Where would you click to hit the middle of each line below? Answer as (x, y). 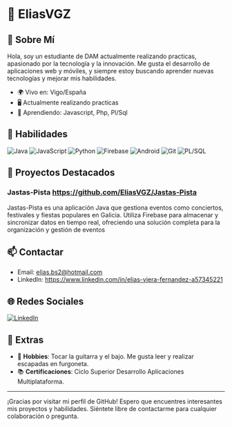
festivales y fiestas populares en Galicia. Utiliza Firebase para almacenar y (113, 215)
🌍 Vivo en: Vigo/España (51, 92)
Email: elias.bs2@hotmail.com (60, 272)
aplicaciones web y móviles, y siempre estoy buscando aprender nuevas (110, 71)
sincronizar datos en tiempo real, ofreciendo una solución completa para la (114, 222)
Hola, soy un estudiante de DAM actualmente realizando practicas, (102, 56)
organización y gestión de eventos (56, 229)
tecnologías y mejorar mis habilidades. (62, 78)
